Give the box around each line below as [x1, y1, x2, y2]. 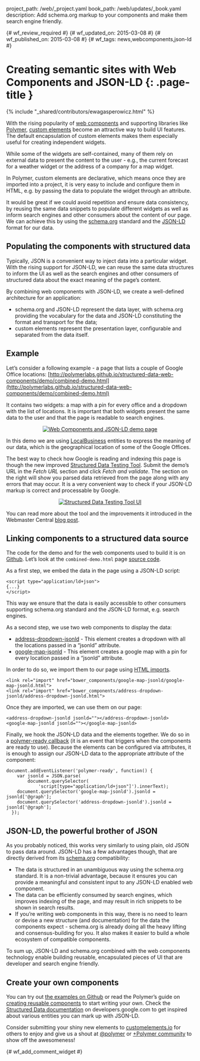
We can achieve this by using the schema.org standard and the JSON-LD [6, 217, 186, 224]
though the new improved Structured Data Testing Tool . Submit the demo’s [6, 461, 189, 468]
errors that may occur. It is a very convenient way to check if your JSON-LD [6, 480, 192, 487]
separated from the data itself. [14, 331, 89, 338]
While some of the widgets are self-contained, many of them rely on [6, 150, 174, 157]
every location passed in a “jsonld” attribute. [14, 654, 124, 662]
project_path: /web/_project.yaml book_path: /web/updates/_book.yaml [6, 5, 182, 12]
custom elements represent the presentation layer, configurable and [14, 325, 182, 332]
